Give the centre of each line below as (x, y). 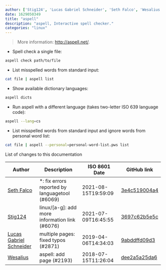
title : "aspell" (22, 19)
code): (19, 112)
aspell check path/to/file (33, 61)
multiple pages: (57, 234)
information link (57, 220)
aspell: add (52, 254)
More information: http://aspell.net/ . (53, 42)
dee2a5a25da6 (139, 257)
